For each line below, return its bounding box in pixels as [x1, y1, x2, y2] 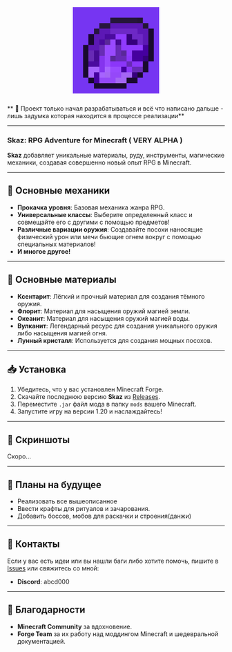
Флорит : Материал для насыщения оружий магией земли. [17, 307, 191, 315]
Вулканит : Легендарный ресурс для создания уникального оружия [17, 322, 217, 330]
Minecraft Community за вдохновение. [17, 622, 133, 631]
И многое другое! [17, 247, 71, 255]
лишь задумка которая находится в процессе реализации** [7, 111, 185, 120]
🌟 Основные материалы [7, 274, 117, 286]
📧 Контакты [7, 539, 60, 550]
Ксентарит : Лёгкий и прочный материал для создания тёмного [17, 292, 205, 300]
